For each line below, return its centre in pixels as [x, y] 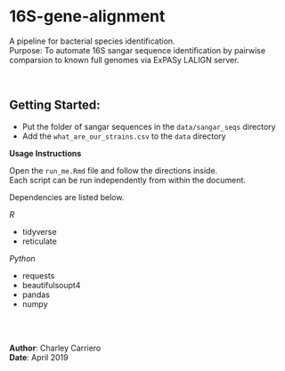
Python [22, 258]
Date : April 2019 [39, 357]
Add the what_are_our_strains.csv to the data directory [124, 136]
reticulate [40, 241]
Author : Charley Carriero [55, 348]
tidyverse [39, 231]
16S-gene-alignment [87, 16]
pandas [36, 294]
